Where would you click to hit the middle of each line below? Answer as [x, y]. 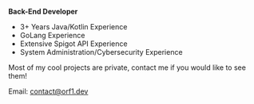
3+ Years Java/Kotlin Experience [73, 27]
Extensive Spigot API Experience [73, 44]
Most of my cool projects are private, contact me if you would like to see [127, 67]
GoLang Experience [52, 35]
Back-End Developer [43, 12]
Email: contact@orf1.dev [48, 91]
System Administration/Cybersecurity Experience [101, 52]
